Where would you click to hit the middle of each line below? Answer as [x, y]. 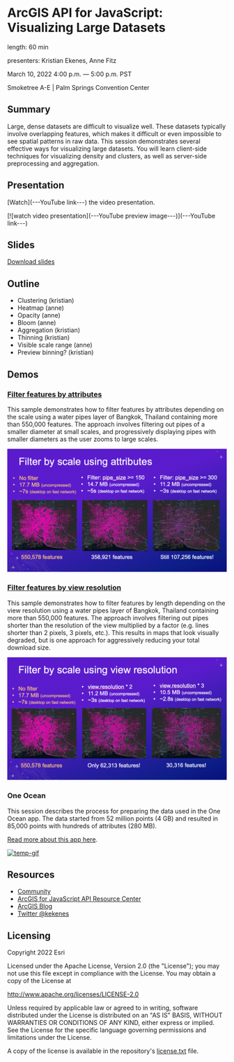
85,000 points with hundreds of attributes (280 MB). [82, 825]
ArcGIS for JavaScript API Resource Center [79, 899]
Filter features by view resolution [64, 588]
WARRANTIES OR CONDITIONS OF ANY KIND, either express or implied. [111, 1023]
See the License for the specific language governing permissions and [107, 1030]
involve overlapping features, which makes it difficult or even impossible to [114, 133]
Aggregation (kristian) [49, 330]
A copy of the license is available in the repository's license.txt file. [103, 1051]
